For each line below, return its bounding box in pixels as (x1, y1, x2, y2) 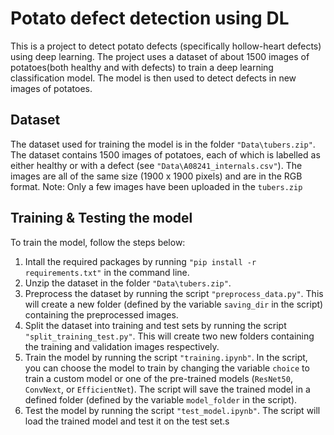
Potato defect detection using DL (10, 7, 290, 30)
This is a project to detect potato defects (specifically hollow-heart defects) (10, 40, 322, 52)
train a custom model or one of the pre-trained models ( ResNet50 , (24, 372, 293, 384)
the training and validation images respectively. (24, 340, 220, 352)
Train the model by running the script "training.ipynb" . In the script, (24, 351, 308, 363)
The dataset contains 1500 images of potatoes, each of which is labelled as (10, 148, 321, 161)
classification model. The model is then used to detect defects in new (10, 72, 297, 84)
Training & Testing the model (10, 210, 193, 227)
